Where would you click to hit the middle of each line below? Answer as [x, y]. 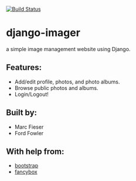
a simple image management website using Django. [68, 49]
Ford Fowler [29, 133]
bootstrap [26, 166]
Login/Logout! [31, 94]
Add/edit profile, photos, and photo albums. [67, 82]
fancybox [26, 172]
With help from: [35, 151]
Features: [24, 68]
